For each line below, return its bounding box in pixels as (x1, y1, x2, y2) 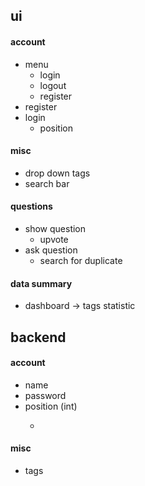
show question (24, 223, 87, 234)
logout (39, 79, 67, 91)
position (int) (24, 400, 78, 412)
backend (10, 329, 67, 346)
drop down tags (24, 167, 91, 179)
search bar (24, 177, 70, 189)
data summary (10, 277, 73, 289)
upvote (39, 234, 69, 245)
